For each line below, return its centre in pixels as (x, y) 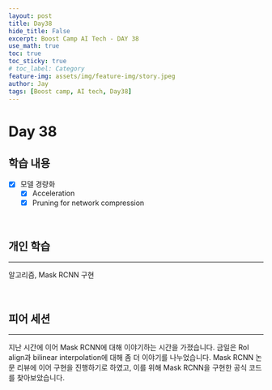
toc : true (25, 54)
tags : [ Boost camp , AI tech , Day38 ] (70, 91)
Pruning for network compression (88, 203)
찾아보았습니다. (41, 378)
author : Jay (28, 84)
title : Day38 (30, 24)
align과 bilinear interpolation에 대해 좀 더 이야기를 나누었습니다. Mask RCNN (131, 358)
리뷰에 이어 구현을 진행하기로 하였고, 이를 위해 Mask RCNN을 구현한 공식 (132, 368)
